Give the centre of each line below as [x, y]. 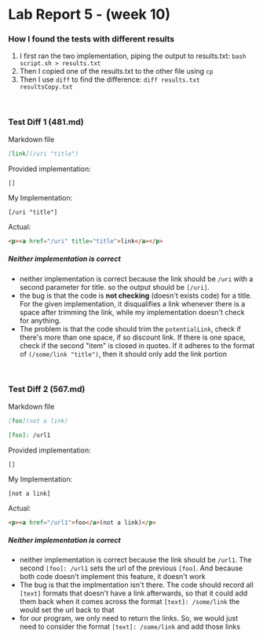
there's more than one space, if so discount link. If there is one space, [132, 337]
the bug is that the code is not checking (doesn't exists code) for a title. [136, 295]
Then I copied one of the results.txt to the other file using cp [116, 71]
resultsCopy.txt [46, 87]
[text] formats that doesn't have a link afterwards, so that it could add [133, 593]
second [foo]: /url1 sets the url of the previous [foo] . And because [131, 568]
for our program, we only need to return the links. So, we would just [129, 618]
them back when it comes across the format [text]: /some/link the [130, 602]
